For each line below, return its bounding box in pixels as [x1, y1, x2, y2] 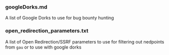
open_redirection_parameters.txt [5, 27, 89, 34]
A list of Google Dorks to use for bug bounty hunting [5, 15, 115, 21]
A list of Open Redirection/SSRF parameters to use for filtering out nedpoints [5, 38, 164, 44]
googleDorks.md [5, 3, 48, 10]
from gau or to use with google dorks [5, 44, 82, 50]
